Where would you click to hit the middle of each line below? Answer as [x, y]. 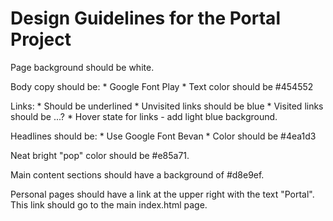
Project [41, 39]
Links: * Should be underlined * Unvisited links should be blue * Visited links [167, 106]
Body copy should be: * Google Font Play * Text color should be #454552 [162, 86]
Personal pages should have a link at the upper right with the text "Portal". [162, 194]
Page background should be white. [82, 67]
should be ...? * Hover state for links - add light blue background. [144, 116]
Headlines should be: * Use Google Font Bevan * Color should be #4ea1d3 [163, 136]
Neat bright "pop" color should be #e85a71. [100, 155]
